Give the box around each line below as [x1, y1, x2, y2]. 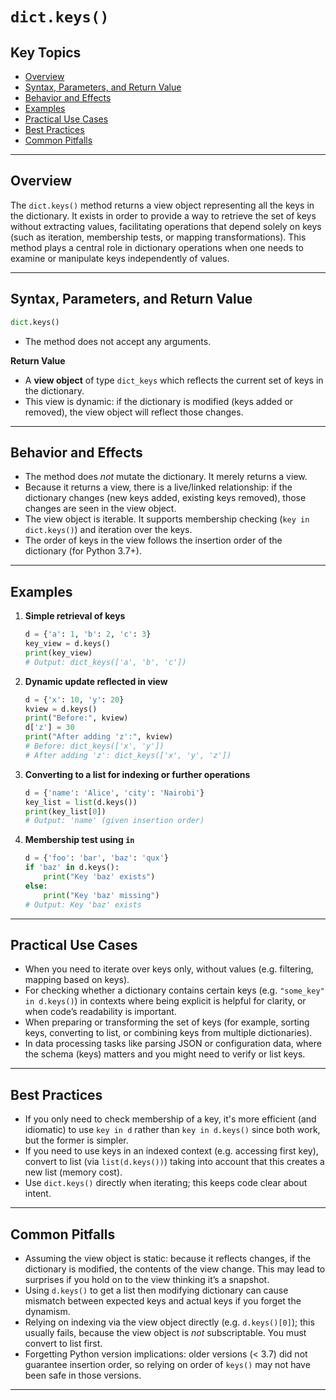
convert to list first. [24, 1337, 103, 1349]
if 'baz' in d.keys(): [24, 863, 120, 873]
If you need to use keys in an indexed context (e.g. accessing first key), [24, 1145, 319, 1157]
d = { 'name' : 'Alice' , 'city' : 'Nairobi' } [24, 788, 205, 798]
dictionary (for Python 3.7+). [24, 545, 143, 557]
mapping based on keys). [24, 974, 130, 986]
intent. [24, 1188, 52, 1200]
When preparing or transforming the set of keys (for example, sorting [24, 1016, 310, 1028]
